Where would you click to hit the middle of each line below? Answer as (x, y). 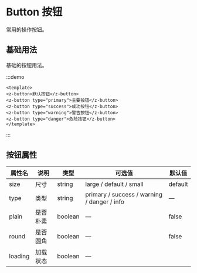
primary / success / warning (124, 194)
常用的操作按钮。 (27, 29)
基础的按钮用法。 (27, 65)
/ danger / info (105, 202)
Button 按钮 (34, 12)
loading (19, 256)
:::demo (15, 76)
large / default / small (114, 184)
